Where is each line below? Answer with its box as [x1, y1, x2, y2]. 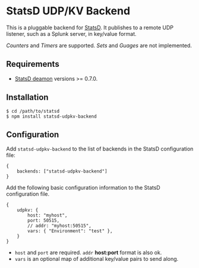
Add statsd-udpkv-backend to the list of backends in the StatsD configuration [6, 145, 194, 153]
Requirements [6, 59, 59, 69]
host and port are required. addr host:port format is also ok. [14, 249, 162, 256]
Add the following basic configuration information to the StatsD [6, 184, 160, 192]
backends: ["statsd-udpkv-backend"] [17, 168, 108, 174]
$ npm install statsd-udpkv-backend [6, 113, 97, 119]
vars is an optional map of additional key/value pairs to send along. [14, 255, 179, 263]
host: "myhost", [27, 212, 68, 218]
